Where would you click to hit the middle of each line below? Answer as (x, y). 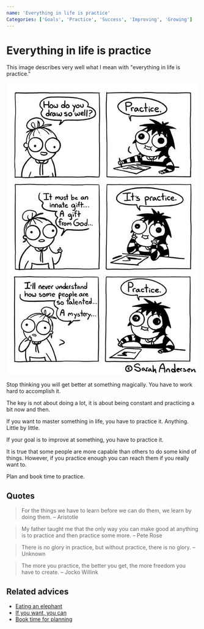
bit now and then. (28, 410)
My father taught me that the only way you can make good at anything (110, 529)
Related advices (38, 591)
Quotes (21, 496)
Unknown (33, 554)
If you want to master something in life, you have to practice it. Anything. (98, 421)
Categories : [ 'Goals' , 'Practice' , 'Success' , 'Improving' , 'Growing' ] (99, 19)
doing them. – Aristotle (49, 517)
